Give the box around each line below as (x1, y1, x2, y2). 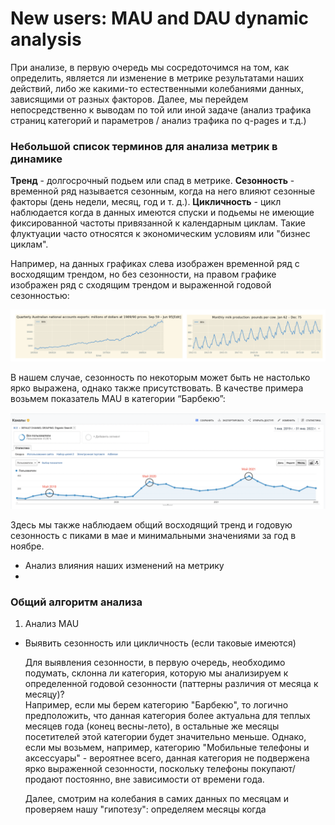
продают (24, 773, 63, 786)
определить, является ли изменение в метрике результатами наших (10, 72, 305, 84)
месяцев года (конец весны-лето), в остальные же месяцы (24, 720, 280, 732)
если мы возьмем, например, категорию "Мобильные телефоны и (24, 742, 310, 754)
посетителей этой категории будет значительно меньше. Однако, (24, 731, 307, 743)
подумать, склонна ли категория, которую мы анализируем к (24, 667, 289, 679)
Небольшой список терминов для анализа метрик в (10, 139, 278, 153)
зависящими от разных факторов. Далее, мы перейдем (10, 93, 249, 105)
